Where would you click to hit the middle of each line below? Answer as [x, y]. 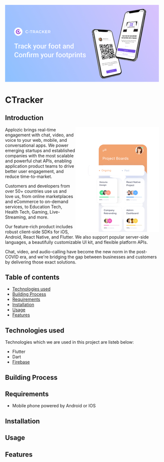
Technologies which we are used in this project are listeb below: [70, 342]
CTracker [24, 100]
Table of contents [32, 277]
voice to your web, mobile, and [36, 140]
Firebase [21, 362]
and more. [38, 217]
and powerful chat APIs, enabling [38, 161]
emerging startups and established [40, 150]
